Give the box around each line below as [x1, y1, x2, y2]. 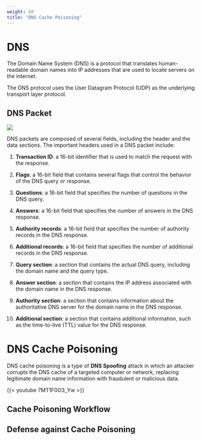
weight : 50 [7, 8, 34, 15]
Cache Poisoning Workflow [7, 404, 111, 414]
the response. [15, 159, 50, 167]
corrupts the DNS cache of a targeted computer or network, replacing [7, 369, 179, 376]
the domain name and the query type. [15, 267, 109, 275]
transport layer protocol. [7, 91, 67, 98]
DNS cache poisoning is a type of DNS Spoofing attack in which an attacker [7, 362, 194, 369]
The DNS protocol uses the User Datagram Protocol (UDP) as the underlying [7, 85, 195, 92]
